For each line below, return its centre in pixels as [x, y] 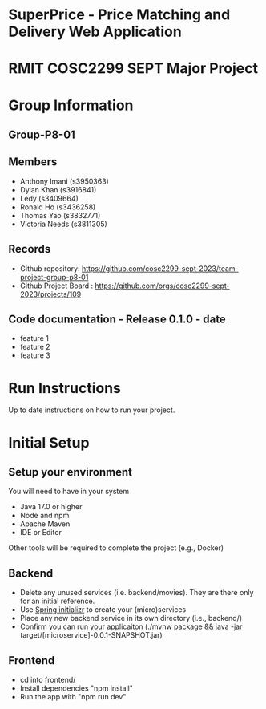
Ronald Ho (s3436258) [58, 207]
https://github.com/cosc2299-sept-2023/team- [160, 268]
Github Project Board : [56, 286]
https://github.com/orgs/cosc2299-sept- [162, 286]
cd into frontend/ [48, 679]
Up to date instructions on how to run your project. [92, 410]
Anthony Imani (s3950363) [64, 181]
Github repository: [50, 268]
